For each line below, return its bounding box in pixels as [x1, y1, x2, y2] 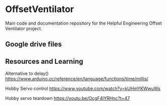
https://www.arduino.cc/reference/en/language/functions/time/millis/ [5, 76, 148, 82]
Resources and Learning [5, 57, 83, 66]
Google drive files [5, 40, 62, 49]
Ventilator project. [5, 25, 42, 31]
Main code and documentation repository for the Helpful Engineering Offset [5, 20, 162, 26]
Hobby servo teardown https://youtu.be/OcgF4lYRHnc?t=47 [5, 95, 130, 101]
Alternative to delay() [5, 70, 49, 76]
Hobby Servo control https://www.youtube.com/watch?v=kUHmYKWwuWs [5, 85, 161, 91]
